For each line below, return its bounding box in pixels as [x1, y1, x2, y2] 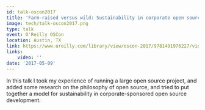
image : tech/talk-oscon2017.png [6, 20, 88, 26]
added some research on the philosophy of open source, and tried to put [6, 83, 189, 90]
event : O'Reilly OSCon [6, 32, 64, 38]
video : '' [17, 54, 43, 61]
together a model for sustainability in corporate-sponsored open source [6, 90, 187, 97]
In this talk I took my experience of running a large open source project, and [6, 77, 197, 84]
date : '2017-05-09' [6, 60, 56, 66]
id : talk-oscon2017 [6, 9, 56, 15]
